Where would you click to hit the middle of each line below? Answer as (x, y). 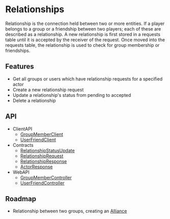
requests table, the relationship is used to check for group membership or (82, 45)
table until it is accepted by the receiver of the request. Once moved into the (85, 40)
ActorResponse (36, 167)
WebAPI (21, 172)
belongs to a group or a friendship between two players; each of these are (83, 29)
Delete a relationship (34, 100)
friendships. (18, 50)
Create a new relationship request (48, 90)
